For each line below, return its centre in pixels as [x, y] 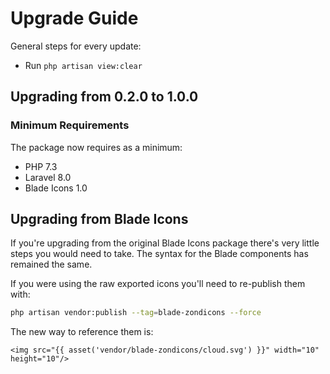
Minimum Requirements [70, 125]
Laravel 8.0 [48, 177]
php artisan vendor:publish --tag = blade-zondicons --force [136, 313]
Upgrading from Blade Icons [99, 219]
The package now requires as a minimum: [96, 147]
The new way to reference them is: [82, 332]
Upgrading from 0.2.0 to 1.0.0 [104, 97]
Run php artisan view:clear [83, 65]
